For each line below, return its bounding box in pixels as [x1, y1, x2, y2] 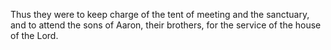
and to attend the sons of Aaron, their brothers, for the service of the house [10, 19, 322, 31]
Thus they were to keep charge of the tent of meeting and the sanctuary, [10, 9, 310, 20]
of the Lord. [10, 30, 59, 41]
